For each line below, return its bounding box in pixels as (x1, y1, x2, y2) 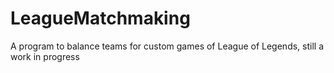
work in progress (10, 50, 80, 62)
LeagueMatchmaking (10, 7, 191, 30)
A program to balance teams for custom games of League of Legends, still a (10, 40, 324, 52)
